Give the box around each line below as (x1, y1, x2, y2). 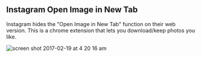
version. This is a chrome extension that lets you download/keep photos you (6, 27, 196, 34)
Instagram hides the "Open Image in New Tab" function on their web (6, 20, 176, 27)
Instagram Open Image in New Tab (6, 5, 138, 15)
